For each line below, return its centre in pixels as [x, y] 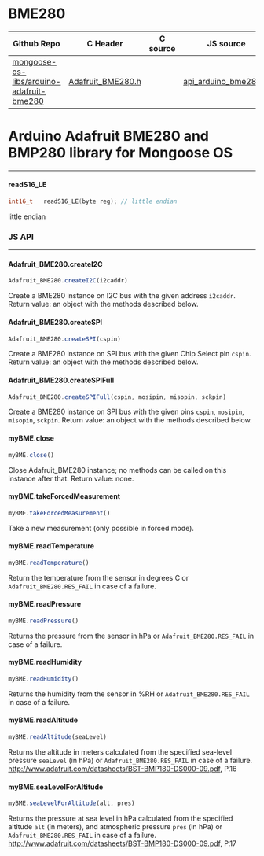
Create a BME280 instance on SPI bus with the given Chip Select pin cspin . [130, 354]
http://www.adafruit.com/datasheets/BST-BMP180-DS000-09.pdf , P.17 [123, 843]
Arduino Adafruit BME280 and [109, 137]
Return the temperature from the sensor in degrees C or [99, 577]
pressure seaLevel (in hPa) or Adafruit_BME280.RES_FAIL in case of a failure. [130, 760]
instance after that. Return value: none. [71, 478]
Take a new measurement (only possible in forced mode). [101, 528]
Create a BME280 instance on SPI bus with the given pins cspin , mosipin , [126, 412]
